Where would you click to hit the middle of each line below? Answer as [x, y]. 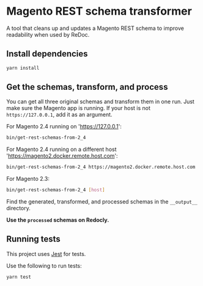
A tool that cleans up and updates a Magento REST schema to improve [95, 28]
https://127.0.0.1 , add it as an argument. [59, 115]
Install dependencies [47, 54]
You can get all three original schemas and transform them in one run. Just [100, 101]
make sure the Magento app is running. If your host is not [79, 108]
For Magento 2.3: [28, 179]
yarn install [23, 68]
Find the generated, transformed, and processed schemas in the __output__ [102, 202]
